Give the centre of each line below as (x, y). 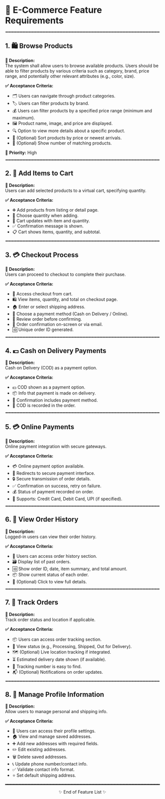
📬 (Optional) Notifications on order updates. (57, 672)
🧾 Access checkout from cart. (42, 294)
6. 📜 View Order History (42, 520)
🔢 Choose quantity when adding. (45, 215)
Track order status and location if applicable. (50, 619)
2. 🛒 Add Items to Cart (39, 173)
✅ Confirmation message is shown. (48, 226)
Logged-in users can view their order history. (51, 537)
